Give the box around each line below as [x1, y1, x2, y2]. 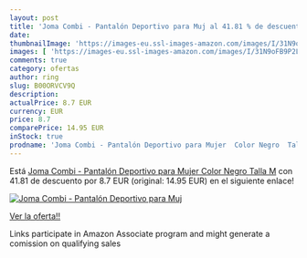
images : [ [9, 47, 48, 57]
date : [9, 30, 30, 39]
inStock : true [9, 132, 64, 141]
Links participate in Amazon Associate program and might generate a [9, 228, 270, 239]
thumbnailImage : [9, 38, 71, 48]
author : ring [9, 73, 59, 82]
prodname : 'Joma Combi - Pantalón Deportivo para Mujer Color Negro [9, 140, 281, 150]
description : [9, 89, 59, 98]
